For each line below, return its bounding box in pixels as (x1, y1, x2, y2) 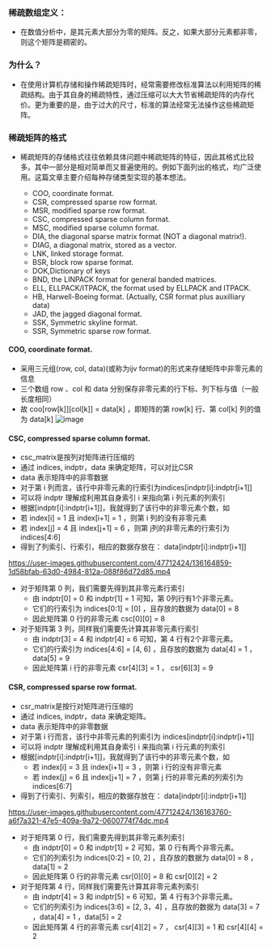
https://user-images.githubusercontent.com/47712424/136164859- (8, 558, 232, 568)
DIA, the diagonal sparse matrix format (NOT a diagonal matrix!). (32, 231, 247, 241)
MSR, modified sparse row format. (32, 205, 147, 215)
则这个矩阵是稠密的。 (19, 37, 91, 47)
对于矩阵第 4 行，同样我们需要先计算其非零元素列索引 (19, 881, 200, 891)
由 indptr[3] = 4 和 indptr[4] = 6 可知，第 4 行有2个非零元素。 (32, 634, 238, 644)
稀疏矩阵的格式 (8, 132, 67, 143)
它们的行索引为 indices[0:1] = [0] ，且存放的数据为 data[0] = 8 (32, 604, 239, 613)
